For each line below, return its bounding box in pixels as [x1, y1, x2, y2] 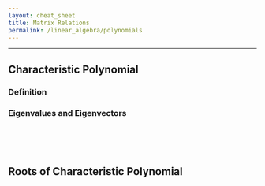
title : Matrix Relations [8, 19, 90, 27]
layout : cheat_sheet [8, 11, 77, 20]
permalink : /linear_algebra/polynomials [8, 26, 144, 34]
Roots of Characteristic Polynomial [8, 165, 183, 178]
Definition [8, 86, 47, 97]
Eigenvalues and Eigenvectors [8, 107, 127, 118]
